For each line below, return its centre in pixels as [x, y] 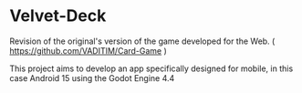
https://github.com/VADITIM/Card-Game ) [88, 50]
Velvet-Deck [58, 16]
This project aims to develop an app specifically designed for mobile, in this [151, 68]
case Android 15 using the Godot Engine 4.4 [92, 77]
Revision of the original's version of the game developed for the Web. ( [142, 41]
